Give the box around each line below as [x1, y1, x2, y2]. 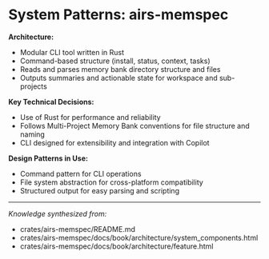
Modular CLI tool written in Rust [19, 47, 125, 57]
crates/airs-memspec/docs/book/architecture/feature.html [19, 241, 214, 251]
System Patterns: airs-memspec [8, 6, 229, 24]
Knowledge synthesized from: [8, 209, 107, 218]
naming [19, 129, 46, 139]
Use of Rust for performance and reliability [19, 112, 162, 122]
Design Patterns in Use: [8, 153, 88, 163]
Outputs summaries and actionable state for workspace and [19, 73, 218, 82]
